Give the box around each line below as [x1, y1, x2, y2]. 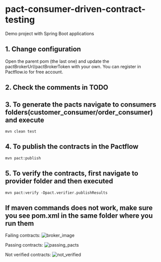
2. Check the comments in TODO [5, 83, 108, 92]
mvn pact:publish [5, 155, 41, 160]
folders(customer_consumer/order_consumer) [5, 108, 153, 117]
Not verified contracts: [5, 252, 51, 258]
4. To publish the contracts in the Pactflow [5, 142, 139, 151]
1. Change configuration [5, 45, 81, 53]
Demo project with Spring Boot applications [5, 30, 94, 36]
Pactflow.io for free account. [5, 69, 64, 75]
